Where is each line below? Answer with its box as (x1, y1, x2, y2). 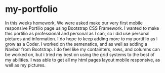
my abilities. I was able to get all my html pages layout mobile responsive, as (5, 57, 161, 63)
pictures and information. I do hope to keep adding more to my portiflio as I (5, 36, 158, 42)
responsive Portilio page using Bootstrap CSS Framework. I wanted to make (5, 25, 160, 31)
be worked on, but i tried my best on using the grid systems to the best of (5, 51, 155, 58)
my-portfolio (5, 3, 58, 15)
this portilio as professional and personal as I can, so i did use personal (5, 30, 150, 36)
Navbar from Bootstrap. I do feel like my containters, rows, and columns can (5, 46, 160, 52)
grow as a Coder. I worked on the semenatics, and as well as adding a (5, 41, 147, 47)
